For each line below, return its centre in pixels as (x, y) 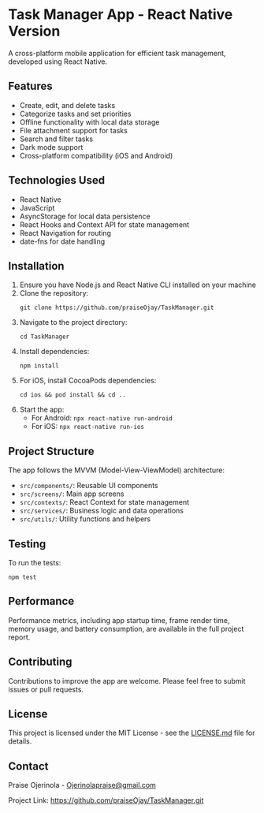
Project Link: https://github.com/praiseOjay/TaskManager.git (106, 800)
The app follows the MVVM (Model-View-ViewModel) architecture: (116, 470)
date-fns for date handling (62, 241)
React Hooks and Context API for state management (104, 224)
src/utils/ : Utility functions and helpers (85, 519)
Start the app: (42, 410)
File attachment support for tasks (73, 130)
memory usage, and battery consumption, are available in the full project (126, 628)
